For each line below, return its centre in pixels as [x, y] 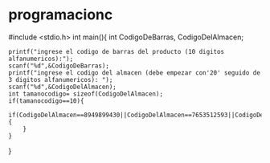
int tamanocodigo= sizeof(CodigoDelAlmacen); [86, 94]
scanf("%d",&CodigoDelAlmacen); [62, 87]
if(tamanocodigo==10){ [46, 101]
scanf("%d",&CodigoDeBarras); [59, 66]
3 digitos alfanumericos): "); [61, 79]
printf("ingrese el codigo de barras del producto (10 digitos [117, 51]
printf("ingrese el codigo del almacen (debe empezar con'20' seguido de [135, 73]
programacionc [61, 15]
